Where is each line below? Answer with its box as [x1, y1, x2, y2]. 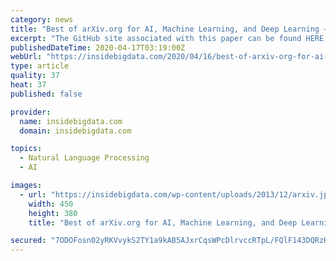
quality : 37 [10, 71, 60, 81]
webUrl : [10, 52, 43, 62]
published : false [10, 89, 83, 99]
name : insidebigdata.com [19, 116, 123, 126]
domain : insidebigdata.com [19, 126, 132, 136]
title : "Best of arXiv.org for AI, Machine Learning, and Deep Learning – [10, 24, 329, 34]
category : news [10, 14, 74, 25]
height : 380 [28, 208, 78, 218]
